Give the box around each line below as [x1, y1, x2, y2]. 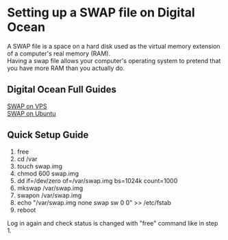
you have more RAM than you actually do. [7, 64, 125, 72]
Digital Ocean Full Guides [7, 84, 117, 95]
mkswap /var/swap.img [16, 184, 84, 192]
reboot [16, 206, 36, 214]
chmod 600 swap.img [16, 169, 79, 178]
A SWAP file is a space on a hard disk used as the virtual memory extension [7, 42, 220, 50]
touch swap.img [16, 162, 63, 170]
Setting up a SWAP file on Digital [7, 5, 195, 21]
